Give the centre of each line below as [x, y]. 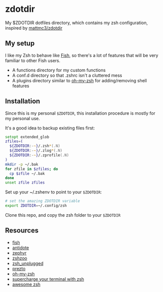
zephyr [19, 253]
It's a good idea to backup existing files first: [50, 128]
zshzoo [20, 258]
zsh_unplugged [28, 263]
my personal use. [23, 118]
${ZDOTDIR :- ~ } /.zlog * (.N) [36, 151]
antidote [21, 248]
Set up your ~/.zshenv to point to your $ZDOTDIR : [54, 192]
